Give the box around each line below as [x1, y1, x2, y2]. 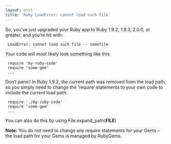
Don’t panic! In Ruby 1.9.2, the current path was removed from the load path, [5, 78, 166, 85]
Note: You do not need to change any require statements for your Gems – [5, 127, 160, 133]
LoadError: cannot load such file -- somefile [7, 42, 109, 47]
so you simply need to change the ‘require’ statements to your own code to [5, 84, 163, 90]
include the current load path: [5, 89, 68, 95]
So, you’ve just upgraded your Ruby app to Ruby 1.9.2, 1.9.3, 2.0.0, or [5, 26, 151, 32]
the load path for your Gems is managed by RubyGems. [5, 133, 122, 139]
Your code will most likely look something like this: [5, 51, 111, 57]
